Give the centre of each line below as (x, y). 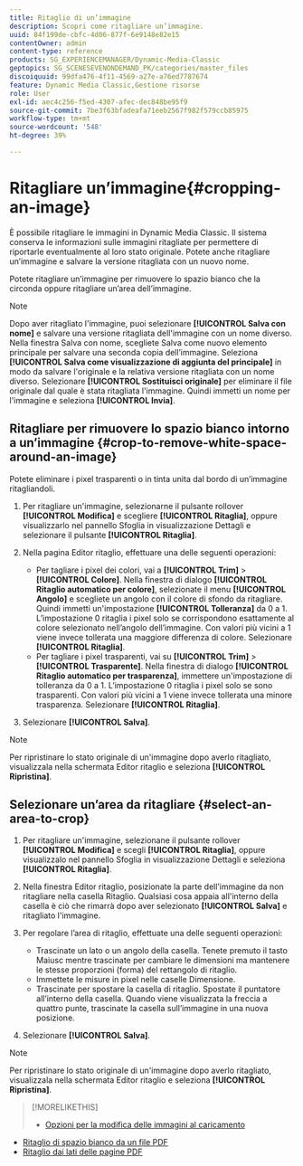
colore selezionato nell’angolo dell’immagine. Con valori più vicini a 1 (163, 627)
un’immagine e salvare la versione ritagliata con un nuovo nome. (129, 261)
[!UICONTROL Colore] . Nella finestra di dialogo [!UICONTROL (151, 579)
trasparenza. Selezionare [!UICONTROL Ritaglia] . (128, 704)
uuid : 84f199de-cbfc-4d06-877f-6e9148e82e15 (95, 34)
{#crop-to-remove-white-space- (192, 443)
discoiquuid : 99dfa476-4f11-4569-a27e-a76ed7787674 (109, 77)
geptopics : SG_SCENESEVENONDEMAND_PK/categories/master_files (129, 69)
